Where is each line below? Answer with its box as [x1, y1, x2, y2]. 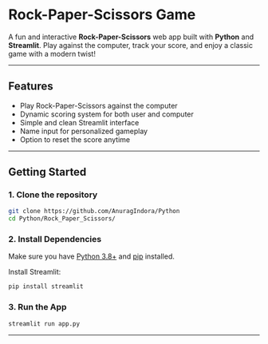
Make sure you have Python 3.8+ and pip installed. [8, 251, 175, 261]
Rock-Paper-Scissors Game [8, 6, 196, 24]
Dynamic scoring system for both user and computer [19, 109, 194, 119]
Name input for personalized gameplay [19, 126, 148, 136]
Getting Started [8, 165, 87, 179]
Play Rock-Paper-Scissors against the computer [19, 101, 178, 110]
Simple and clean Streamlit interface [19, 117, 140, 127]
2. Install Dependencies [8, 234, 102, 245]
